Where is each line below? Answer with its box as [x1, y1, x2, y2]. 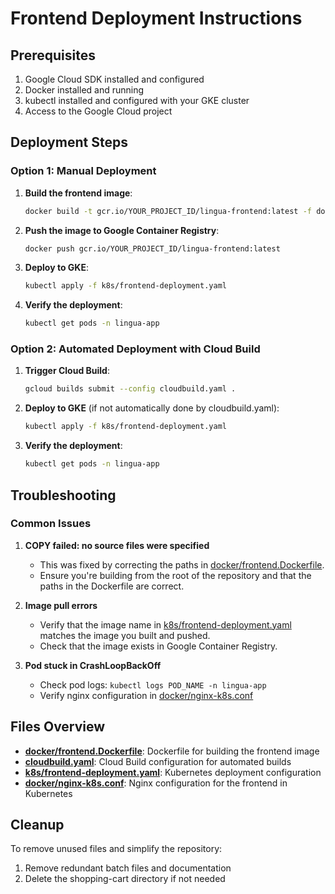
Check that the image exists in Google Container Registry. [39, 640, 278, 652]
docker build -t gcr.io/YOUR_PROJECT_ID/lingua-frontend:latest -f [24, 206, 312, 216]
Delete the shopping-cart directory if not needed [24, 873, 226, 885]
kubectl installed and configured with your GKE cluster [24, 95, 250, 106]
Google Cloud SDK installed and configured [24, 73, 205, 85]
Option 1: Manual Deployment [10, 164, 157, 178]
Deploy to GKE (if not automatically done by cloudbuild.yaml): [24, 402, 280, 414]
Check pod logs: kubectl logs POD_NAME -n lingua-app [39, 678, 267, 691]
